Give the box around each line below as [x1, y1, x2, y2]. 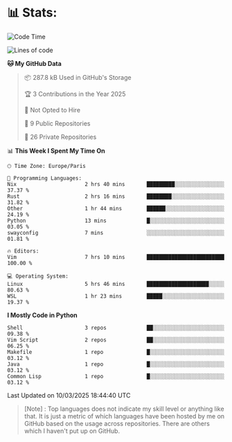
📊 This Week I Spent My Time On [7, 146, 105, 155]
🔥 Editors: [7, 247, 39, 255]
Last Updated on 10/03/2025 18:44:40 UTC [7, 391, 131, 399]
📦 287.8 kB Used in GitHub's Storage [24, 73, 132, 81]
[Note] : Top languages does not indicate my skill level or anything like [24, 405, 224, 413]
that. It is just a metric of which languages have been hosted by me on [24, 411, 225, 420]
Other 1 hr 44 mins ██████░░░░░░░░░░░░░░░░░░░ [7, 205, 225, 212]
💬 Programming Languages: [7, 174, 82, 182]
